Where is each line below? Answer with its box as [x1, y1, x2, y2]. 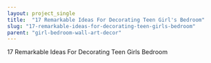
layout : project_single [7, 10, 76, 17]
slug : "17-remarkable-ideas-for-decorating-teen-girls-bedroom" [7, 23, 196, 29]
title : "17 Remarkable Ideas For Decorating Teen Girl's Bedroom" [7, 16, 205, 23]
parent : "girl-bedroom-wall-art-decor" [7, 29, 122, 36]
